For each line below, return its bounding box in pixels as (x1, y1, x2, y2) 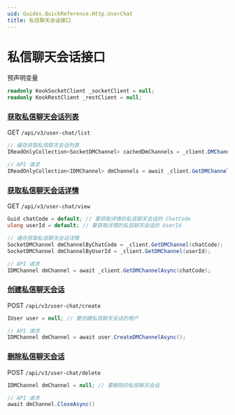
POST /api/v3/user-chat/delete (7, 368, 101, 376)
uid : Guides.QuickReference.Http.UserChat (7, 10, 133, 18)
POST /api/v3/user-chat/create (7, 301, 101, 309)
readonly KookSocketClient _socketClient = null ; (7, 88, 155, 95)
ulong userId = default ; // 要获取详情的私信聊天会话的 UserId (7, 222, 182, 229)
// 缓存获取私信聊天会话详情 (7, 235, 80, 242)
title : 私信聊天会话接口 (7, 17, 71, 24)
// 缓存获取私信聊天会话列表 (7, 142, 80, 149)
